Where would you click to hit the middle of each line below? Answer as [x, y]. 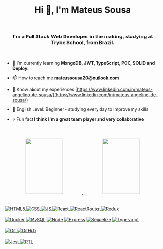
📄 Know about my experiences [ [45, 89]
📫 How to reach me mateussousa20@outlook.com [65, 78]
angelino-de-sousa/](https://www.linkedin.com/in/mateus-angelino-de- [85, 95]
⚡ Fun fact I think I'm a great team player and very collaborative [78, 119]
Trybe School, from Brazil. [83, 42]
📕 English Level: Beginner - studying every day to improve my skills [80, 109]
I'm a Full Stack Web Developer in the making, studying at [83, 36]
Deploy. [20, 68]
